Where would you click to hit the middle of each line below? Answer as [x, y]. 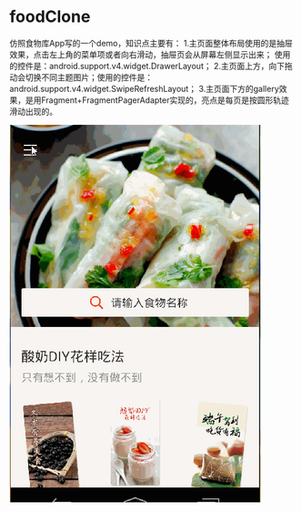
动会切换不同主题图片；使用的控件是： [81, 77]
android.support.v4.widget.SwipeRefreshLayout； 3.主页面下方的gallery [144, 88]
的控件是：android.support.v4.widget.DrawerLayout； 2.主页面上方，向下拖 [151, 66]
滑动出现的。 [33, 111]
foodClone [50, 17]
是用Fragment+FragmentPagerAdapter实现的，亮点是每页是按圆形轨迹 [157, 100]
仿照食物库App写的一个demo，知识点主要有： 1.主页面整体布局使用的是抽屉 [151, 43]
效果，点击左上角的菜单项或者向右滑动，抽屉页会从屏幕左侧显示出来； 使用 [150, 54]
